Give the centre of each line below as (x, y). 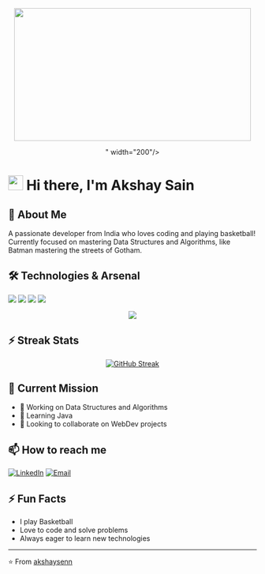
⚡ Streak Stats (44, 341)
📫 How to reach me (58, 450)
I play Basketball (46, 522)
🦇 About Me (37, 214)
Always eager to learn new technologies (85, 538)
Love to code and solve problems (74, 530)
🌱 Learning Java (46, 416)
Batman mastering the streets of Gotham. (75, 250)
